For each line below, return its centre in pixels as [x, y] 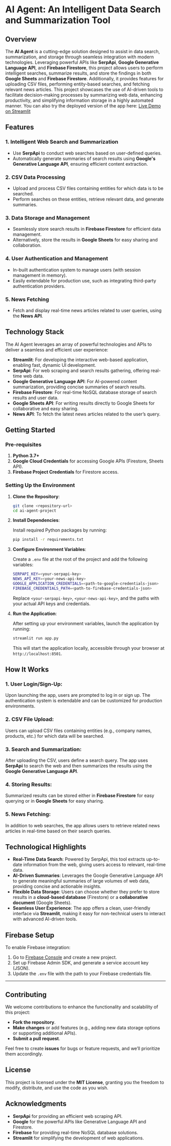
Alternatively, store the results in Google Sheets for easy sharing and [85, 240]
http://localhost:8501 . [37, 653]
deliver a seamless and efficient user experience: [57, 349]
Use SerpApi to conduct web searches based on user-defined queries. [87, 153]
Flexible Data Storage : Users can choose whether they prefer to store [86, 892]
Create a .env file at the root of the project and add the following [80, 559]
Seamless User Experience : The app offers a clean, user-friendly [81, 908]
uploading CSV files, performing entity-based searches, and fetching [78, 84]
